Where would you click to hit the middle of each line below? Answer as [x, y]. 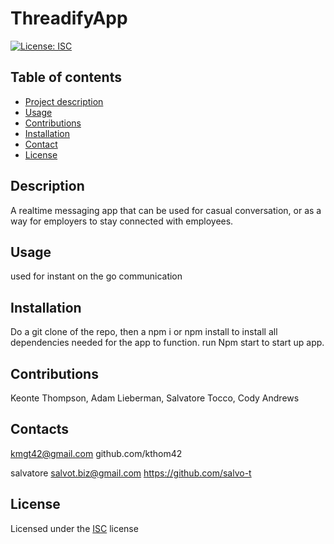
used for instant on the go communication [96, 276]
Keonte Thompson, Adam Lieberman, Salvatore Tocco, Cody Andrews [155, 398]
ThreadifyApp [69, 18]
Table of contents [66, 77]
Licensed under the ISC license [74, 528]
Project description [64, 101]
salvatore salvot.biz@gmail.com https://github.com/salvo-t [131, 473]
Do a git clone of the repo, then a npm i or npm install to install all [144, 332]
